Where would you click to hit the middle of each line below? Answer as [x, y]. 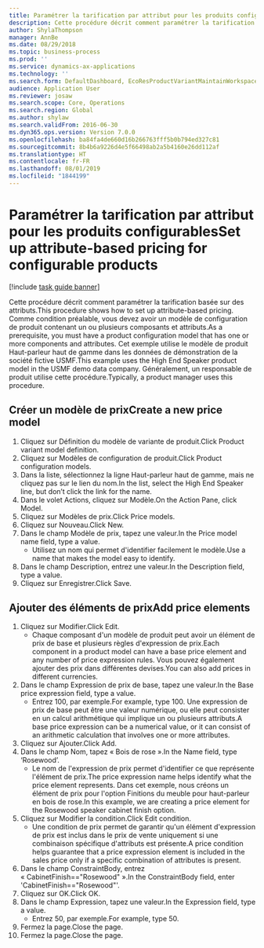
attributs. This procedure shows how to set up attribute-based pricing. [121, 310]
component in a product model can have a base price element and [139, 652]
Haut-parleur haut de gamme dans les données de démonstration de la [123, 352]
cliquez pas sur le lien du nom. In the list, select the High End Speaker [132, 483]
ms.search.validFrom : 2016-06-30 [63, 125]
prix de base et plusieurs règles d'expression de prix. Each [126, 643]
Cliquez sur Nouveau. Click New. [72, 525]
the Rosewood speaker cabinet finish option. [104, 811]
